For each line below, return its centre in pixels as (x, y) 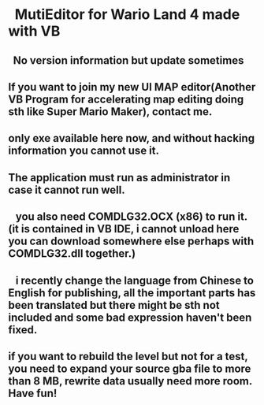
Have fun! (33, 393)
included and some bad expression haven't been (130, 317)
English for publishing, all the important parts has (132, 293)
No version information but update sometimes (128, 60)
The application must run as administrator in (119, 178)
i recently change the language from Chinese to (135, 280)
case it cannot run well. (67, 189)
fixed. (23, 330)
